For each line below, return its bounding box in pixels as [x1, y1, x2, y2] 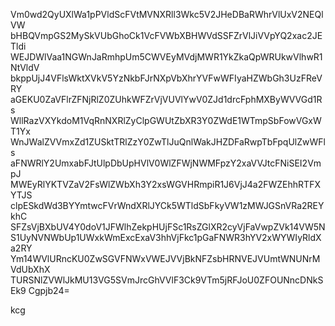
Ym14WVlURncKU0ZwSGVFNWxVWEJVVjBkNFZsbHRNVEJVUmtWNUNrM [10, 253, 321, 264]
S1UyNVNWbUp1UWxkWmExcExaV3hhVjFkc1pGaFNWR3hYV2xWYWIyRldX [10, 232, 322, 243]
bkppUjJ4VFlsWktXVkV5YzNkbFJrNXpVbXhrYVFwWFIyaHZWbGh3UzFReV [10, 72, 323, 84]
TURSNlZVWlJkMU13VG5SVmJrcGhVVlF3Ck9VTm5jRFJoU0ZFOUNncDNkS [10, 274, 324, 286]
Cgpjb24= [28, 285, 70, 296]
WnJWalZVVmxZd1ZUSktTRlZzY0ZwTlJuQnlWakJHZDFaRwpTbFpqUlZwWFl [10, 136, 326, 148]
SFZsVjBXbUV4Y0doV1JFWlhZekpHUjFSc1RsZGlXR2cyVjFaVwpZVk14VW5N [10, 221, 326, 233]
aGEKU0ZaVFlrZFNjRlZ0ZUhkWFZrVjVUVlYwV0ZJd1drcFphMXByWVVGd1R [10, 94, 323, 105]
